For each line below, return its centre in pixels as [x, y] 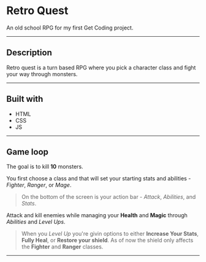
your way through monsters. [42, 74]
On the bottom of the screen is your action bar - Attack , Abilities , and [109, 197]
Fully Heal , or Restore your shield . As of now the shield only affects [107, 241]
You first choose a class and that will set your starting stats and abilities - [99, 179]
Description [29, 53]
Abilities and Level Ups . [36, 222]
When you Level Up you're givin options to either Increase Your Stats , [110, 234]
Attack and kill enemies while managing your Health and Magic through [97, 215]
